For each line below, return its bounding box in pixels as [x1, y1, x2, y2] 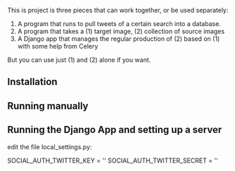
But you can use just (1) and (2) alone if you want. [7, 56, 151, 64]
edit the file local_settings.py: [7, 142, 92, 151]
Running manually [7, 100, 89, 112]
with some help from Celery [17, 42, 99, 50]
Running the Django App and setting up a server [7, 124, 222, 136]
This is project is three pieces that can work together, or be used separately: [7, 6, 229, 14]
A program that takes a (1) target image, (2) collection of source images [17, 27, 225, 35]
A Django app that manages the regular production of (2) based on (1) [17, 34, 220, 43]
